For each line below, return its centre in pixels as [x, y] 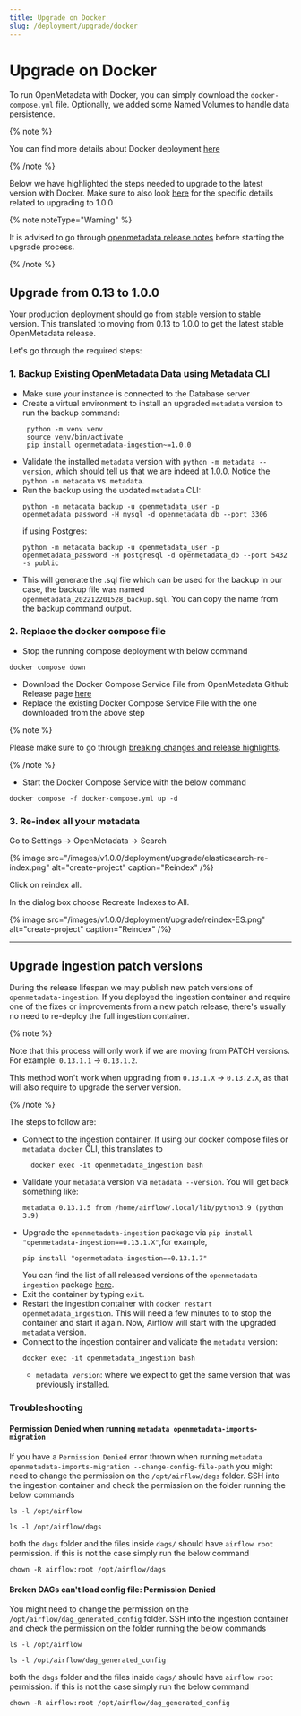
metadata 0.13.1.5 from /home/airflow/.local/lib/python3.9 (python [153, 1207]
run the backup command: [71, 413]
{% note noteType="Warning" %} [71, 220]
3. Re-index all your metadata [75, 821]
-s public [41, 563]
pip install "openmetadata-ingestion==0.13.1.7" [115, 1258]
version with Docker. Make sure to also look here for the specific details [142, 193]
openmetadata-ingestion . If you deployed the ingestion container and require [150, 997]
